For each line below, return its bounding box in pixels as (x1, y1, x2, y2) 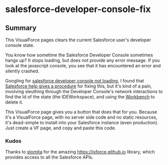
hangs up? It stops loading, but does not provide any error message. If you (5, 57, 160, 63)
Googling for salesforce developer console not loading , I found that (5, 78, 144, 84)
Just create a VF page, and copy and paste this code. (5, 125, 116, 131)
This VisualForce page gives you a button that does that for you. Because (5, 109, 157, 115)
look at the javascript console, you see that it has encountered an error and (5, 63, 161, 68)
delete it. (5, 99, 24, 105)
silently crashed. (5, 68, 40, 74)
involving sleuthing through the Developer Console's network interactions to (5, 89, 163, 94)
